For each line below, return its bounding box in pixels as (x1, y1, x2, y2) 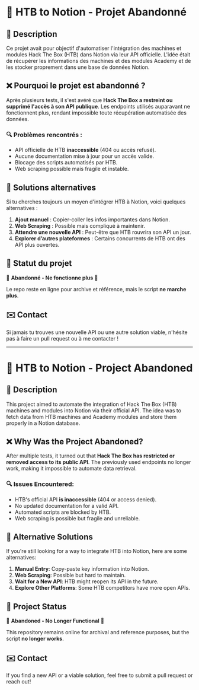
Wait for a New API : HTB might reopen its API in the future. (14, 578, 159, 585)
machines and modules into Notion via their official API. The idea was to (6, 406, 182, 414)
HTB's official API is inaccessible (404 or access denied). (14, 495, 157, 503)
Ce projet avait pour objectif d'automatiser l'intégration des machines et (6, 44, 182, 52)
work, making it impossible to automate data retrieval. (6, 465, 137, 472)
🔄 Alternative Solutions (6, 532, 93, 542)
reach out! (6, 678, 31, 685)
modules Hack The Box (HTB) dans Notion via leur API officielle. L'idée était (6, 51, 191, 58)
